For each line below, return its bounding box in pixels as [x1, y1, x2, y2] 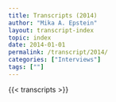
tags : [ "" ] [8, 63, 44, 71]
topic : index [8, 33, 52, 42]
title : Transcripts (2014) [8, 11, 98, 20]
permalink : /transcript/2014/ [8, 48, 109, 56]
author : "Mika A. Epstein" [8, 19, 98, 27]
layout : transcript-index [8, 26, 94, 34]
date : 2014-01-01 [8, 41, 66, 49]
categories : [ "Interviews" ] [8, 56, 102, 64]
